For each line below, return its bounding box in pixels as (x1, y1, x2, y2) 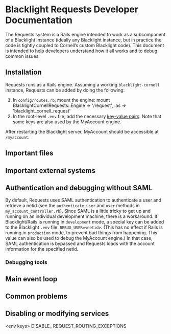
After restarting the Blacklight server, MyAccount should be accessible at (5, 128, 159, 135)
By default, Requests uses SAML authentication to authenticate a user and (5, 197, 162, 203)
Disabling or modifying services (5, 309, 109, 318)
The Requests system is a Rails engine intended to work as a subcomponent (5, 31, 166, 37)
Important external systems (5, 166, 96, 175)
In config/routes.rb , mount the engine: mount (12, 97, 110, 103)
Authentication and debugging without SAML (5, 183, 153, 192)
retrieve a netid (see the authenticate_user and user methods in (5, 203, 140, 209)
